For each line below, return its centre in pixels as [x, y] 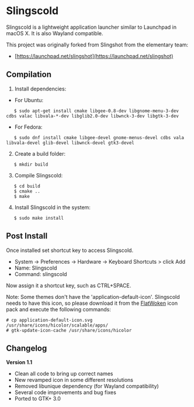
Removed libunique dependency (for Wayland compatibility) [86, 386]
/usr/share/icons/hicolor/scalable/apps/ [57, 325]
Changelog [27, 348]
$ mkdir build [31, 164]
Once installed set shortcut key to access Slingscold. [70, 250]
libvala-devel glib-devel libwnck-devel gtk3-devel [70, 143]
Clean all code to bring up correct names [64, 374]
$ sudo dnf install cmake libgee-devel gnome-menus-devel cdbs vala [99, 137]
